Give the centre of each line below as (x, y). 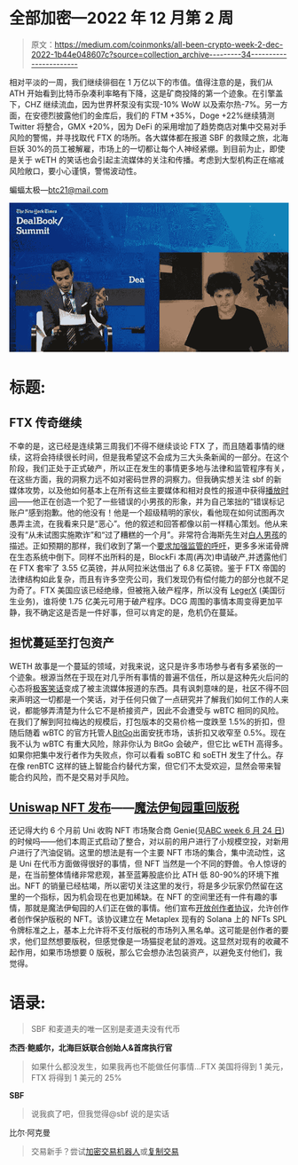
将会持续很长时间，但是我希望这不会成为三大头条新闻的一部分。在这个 (161, 457)
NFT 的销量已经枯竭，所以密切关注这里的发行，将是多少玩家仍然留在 (150, 886)
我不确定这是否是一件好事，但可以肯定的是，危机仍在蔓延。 (133, 612)
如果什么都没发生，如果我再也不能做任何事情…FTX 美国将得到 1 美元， (159, 1067)
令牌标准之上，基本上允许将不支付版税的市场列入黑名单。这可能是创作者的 (145, 930)
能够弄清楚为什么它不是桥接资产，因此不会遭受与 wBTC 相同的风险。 (158, 710)
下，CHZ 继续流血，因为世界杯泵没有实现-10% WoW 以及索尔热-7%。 (137, 104)
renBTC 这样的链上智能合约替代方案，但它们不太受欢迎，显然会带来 (150, 766)
